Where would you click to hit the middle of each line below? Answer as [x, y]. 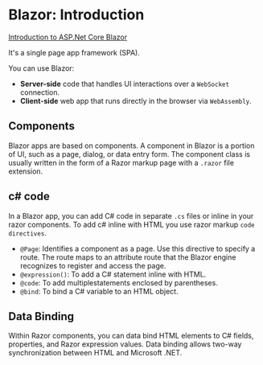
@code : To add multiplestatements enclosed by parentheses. [119, 282]
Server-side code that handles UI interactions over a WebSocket [125, 84]
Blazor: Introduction [76, 15]
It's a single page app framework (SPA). [74, 52]
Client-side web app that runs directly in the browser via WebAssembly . [136, 100]
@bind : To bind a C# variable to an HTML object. [99, 291]
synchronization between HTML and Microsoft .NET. [95, 353]
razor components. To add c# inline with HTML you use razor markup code [131, 224]
